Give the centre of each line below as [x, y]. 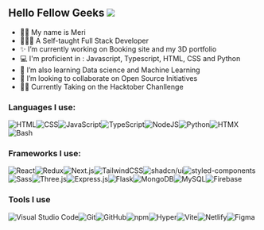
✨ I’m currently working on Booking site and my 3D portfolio [118, 49]
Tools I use [29, 200]
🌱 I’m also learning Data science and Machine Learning [110, 70]
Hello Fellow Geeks [56, 13]
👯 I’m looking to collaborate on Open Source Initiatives [109, 78]
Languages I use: [42, 107]
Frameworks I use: [45, 154]
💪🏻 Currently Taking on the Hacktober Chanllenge [102, 86]
